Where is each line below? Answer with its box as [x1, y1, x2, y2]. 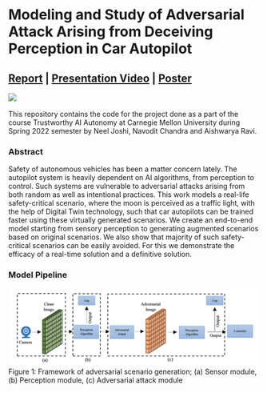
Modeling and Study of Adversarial [8, 6, 245, 24]
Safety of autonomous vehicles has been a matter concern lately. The [8, 164, 237, 174]
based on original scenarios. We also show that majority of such [8, 232, 220, 242]
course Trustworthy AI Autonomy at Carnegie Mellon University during [8, 118, 241, 127]
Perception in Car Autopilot [8, 40, 193, 58]
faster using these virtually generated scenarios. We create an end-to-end [8, 215, 253, 225]
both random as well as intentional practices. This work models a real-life [8, 190, 249, 199]
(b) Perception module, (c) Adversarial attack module [8, 375, 184, 385]
